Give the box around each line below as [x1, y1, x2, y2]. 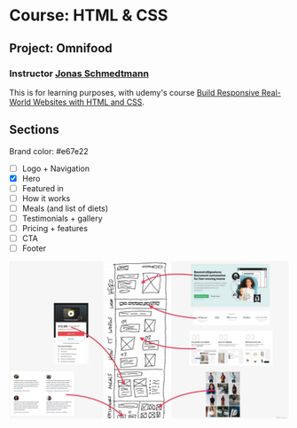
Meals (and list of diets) [21, 203, 109, 214]
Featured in [21, 183, 64, 193]
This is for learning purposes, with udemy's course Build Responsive [9, 87, 260, 97]
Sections [9, 122, 59, 137]
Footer [21, 243, 47, 253]
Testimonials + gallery [21, 214, 104, 223]
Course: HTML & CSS [9, 5, 168, 26]
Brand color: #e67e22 [9, 145, 89, 156]
